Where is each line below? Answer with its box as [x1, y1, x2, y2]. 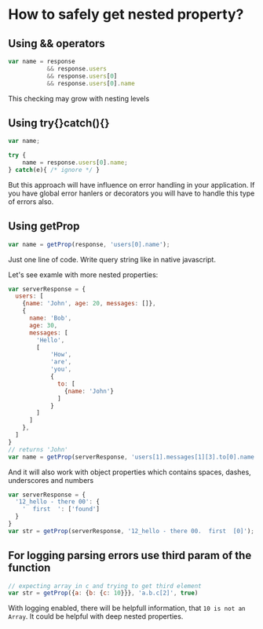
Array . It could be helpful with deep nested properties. [8, 612, 184, 621]
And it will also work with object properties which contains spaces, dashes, [8, 467, 251, 477]
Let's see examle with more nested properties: [8, 269, 159, 280]
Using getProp [8, 220, 80, 233]
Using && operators [8, 37, 106, 50]
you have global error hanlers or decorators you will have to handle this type [8, 188, 255, 198]
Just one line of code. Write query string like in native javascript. [8, 254, 216, 264]
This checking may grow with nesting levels [8, 93, 150, 103]
